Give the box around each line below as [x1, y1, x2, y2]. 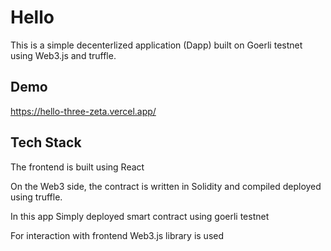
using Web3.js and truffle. [10, 49, 117, 61]
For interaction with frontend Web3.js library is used [10, 229, 225, 241]
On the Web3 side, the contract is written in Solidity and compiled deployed [10, 180, 322, 192]
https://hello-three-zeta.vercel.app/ [10, 105, 157, 117]
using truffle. [10, 191, 63, 203]
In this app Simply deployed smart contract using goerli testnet [10, 210, 270, 222]
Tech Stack [10, 134, 82, 151]
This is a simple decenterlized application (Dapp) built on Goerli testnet [10, 39, 303, 51]
